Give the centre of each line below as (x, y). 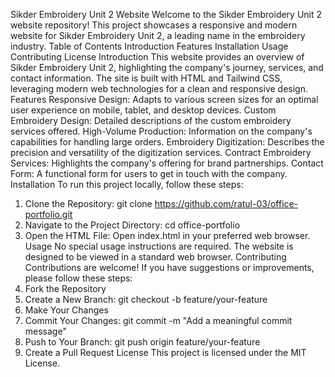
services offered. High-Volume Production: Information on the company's (161, 131)
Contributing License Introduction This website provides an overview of (157, 57)
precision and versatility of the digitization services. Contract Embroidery (161, 152)
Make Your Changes (66, 310)
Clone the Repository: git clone (88, 203)
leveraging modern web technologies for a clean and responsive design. (159, 88)
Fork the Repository (65, 288)
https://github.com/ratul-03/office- (226, 203)
